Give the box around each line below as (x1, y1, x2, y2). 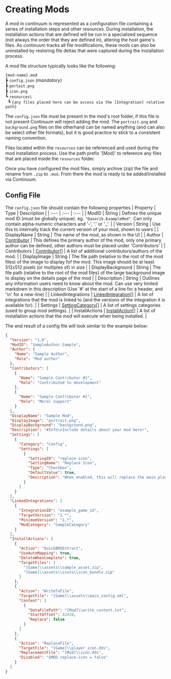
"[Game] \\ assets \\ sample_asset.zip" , (23, 565, 103, 570)
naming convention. (5, 135, 47, 141)
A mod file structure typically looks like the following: (5, 63, 116, 69)
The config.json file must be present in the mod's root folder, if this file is (5, 113, 159, 119)
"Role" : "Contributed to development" (18, 380, 101, 385)
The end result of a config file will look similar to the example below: (5, 323, 148, 329)
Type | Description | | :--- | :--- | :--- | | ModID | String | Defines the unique (5, 210, 162, 216)
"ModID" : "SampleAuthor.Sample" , (10, 342, 81, 347)
